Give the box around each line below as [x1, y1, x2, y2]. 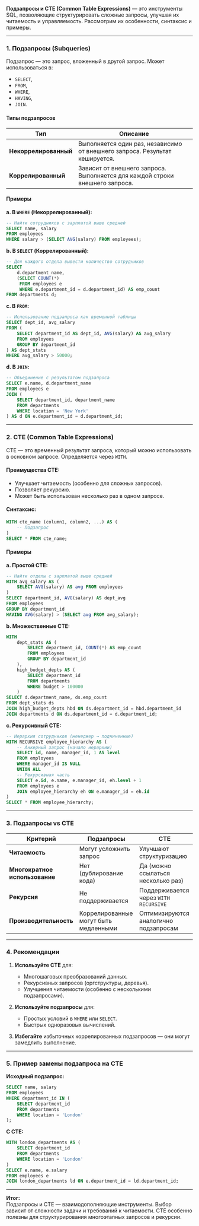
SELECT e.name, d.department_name [6, 380, 92, 386]
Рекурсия [9, 892, 38, 901]
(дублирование [79, 869, 123, 877]
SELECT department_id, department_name [17, 397, 115, 403]
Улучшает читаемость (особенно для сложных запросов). [14, 479, 163, 487]
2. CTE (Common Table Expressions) [6, 433, 114, 442]
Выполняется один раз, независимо [78, 139, 182, 148]
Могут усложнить [79, 844, 130, 853]
